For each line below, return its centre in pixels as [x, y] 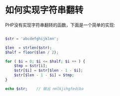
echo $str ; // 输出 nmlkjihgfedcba [44, 89]
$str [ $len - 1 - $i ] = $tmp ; [44, 75]
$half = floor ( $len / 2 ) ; [32, 52]
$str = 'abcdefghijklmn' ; [32, 39]
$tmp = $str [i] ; [31, 66]
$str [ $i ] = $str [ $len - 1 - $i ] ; [49, 71]
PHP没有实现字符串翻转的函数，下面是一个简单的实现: [60, 25]
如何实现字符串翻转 [44, 10]
